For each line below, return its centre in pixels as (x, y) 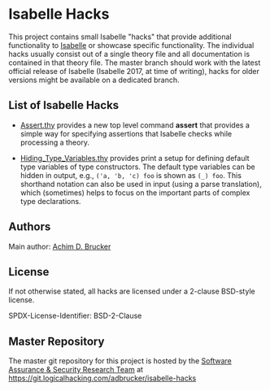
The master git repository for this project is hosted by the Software (120, 361)
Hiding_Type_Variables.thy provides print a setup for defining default (135, 158)
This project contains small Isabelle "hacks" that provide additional (120, 37)
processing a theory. (54, 142)
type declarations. (50, 201)
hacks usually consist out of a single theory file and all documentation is (129, 54)
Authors (30, 227)
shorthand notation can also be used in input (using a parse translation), (141, 184)
